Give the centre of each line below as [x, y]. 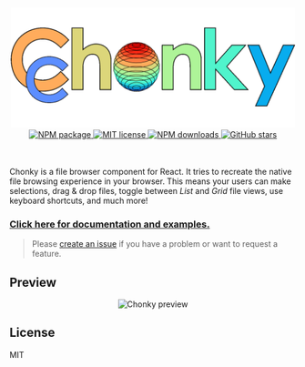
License [32, 333]
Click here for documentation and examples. [110, 224]
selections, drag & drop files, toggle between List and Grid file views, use [147, 190]
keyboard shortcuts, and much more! [79, 200]
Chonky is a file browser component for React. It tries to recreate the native [151, 171]
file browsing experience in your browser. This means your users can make [150, 181]
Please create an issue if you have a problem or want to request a [155, 244]
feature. [46, 254]
